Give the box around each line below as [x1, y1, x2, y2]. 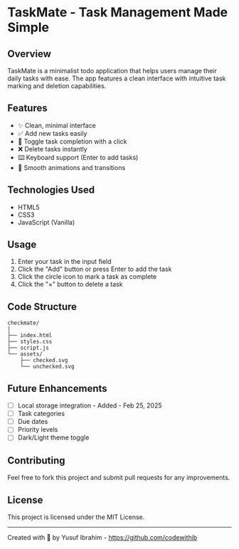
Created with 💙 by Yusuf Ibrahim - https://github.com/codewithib [7, 533, 198, 541]
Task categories [17, 410, 65, 418]
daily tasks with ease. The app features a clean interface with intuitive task [7, 74, 226, 82]
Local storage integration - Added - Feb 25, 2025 [17, 401, 162, 410]
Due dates [17, 417, 48, 426]
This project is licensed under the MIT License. [7, 513, 145, 521]
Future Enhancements [7, 382, 108, 395]
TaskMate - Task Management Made [7, 4, 228, 21]
